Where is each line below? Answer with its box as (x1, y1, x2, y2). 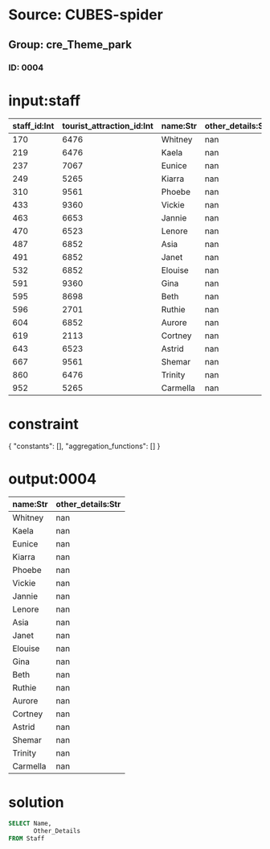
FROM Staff (8, 835, 45, 843)
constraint (8, 414, 79, 433)
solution (8, 793, 64, 811)
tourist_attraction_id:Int (61, 121, 154, 132)
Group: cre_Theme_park (8, 38, 133, 52)
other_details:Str (55, 499, 121, 510)
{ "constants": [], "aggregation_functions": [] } (8, 441, 161, 451)
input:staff (8, 91, 81, 109)
